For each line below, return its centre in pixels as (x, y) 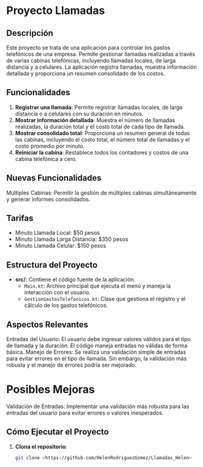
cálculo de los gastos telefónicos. (66, 305)
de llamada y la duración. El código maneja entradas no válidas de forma (97, 346)
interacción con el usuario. (57, 292)
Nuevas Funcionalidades (54, 178)
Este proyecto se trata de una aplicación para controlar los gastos (88, 47)
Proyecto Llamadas (55, 11)
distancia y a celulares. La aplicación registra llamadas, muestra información (101, 67)
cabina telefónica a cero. (46, 159)
